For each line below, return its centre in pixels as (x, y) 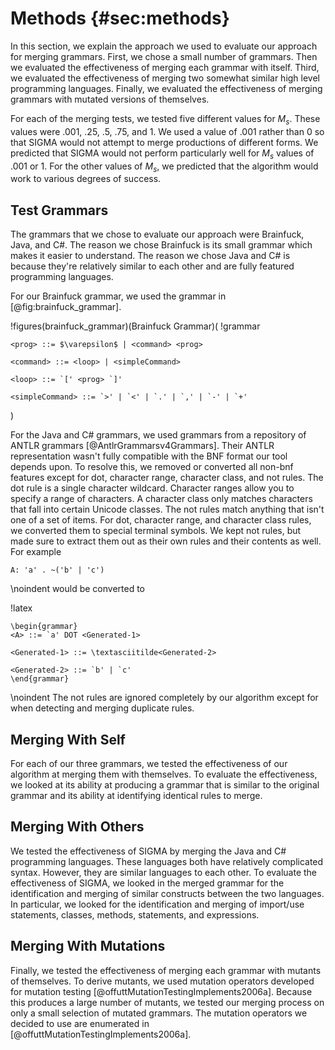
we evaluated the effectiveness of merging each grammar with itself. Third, (165, 67)
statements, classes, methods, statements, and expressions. (135, 914)
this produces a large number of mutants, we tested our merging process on (167, 1002)
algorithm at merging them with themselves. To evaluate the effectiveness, (164, 774)
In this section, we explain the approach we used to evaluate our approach (164, 46)
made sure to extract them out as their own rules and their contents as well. (166, 541)
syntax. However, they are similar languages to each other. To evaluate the (164, 872)
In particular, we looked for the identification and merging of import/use (157, 904)
